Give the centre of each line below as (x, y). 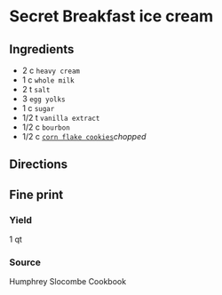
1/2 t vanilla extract (61, 118)
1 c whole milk (48, 80)
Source (25, 262)
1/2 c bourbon (46, 127)
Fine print (36, 194)
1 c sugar (38, 108)
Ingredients (42, 49)
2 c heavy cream (51, 70)
